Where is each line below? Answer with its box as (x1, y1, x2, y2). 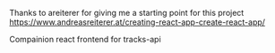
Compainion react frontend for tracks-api (9, 34, 161, 44)
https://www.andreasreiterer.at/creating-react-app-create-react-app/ (9, 17, 266, 27)
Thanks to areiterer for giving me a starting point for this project (9, 8, 245, 18)
